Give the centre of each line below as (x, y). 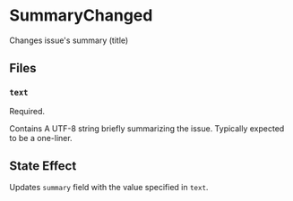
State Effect (43, 166)
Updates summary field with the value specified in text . (109, 188)
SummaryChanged (81, 16)
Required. (27, 111)
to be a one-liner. (41, 138)
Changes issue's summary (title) (69, 40)
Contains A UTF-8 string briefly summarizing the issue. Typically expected (147, 128)
